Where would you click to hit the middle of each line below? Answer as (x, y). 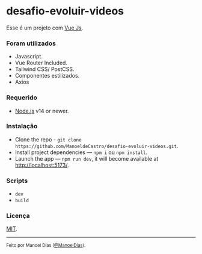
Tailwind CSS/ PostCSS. (44, 69)
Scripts (17, 181)
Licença (18, 216)
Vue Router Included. (41, 63)
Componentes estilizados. (47, 76)
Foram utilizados (31, 43)
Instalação (22, 126)
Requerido (22, 98)
